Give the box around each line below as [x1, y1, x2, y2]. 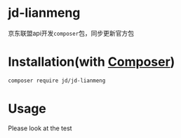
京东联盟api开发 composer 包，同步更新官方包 [8, 29, 135, 37]
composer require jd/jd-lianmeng [8, 77, 106, 84]
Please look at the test [8, 124, 72, 132]
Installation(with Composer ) [8, 54, 175, 70]
